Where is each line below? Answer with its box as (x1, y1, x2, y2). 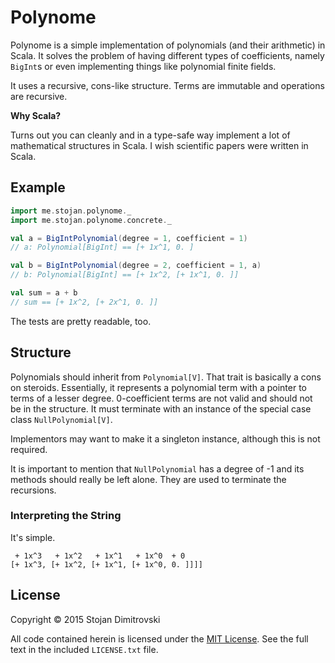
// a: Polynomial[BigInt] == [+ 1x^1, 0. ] (10, 242, 195, 253)
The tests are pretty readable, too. (10, 315, 152, 327)
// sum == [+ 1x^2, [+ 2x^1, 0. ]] (10, 297, 159, 307)
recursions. (10, 484, 57, 496)
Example (10, 179, 66, 196)
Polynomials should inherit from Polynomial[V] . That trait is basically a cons (10, 371, 322, 383)
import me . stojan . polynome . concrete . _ (10, 215, 172, 225)
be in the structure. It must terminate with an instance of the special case (10, 402, 312, 415)
